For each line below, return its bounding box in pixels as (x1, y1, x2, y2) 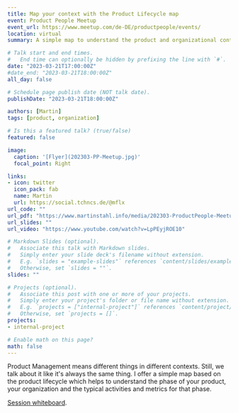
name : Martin (13, 193, 52, 200)
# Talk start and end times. (7, 50, 93, 57)
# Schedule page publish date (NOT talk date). (7, 89, 151, 96)
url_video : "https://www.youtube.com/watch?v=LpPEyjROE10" (7, 225, 186, 232)
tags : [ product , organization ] (7, 115, 100, 122)
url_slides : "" (7, 219, 52, 226)
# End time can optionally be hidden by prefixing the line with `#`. (7, 56, 227, 64)
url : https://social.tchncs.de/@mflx (13, 199, 125, 206)
